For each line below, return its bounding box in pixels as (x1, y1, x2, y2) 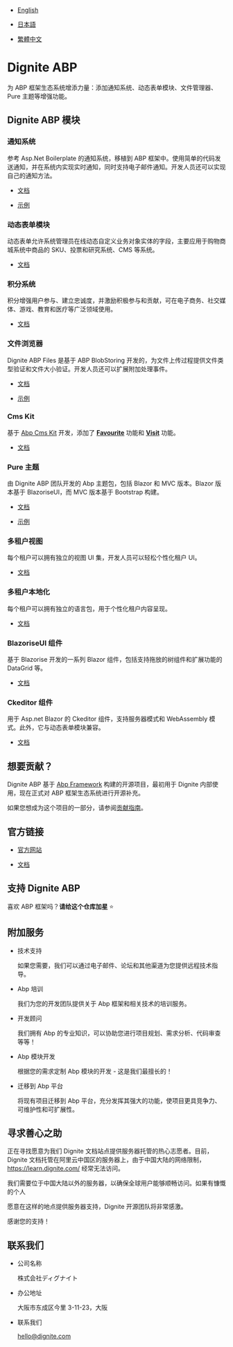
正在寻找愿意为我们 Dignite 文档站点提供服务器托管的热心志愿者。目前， (7, 1147, 214, 1156)
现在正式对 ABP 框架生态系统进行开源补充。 (19, 789, 144, 797)
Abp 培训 (17, 984, 44, 993)
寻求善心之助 (7, 1127, 62, 1139)
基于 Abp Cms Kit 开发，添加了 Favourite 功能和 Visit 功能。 (7, 428, 180, 436)
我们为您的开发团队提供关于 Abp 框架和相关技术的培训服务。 (17, 999, 191, 1008)
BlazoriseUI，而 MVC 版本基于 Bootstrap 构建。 (26, 488, 163, 497)
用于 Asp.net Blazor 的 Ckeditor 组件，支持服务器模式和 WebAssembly (7, 714, 208, 723)
